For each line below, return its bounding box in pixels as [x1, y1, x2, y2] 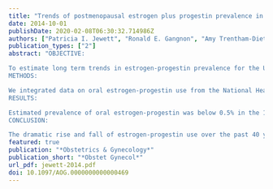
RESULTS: [8, 94, 38, 102]
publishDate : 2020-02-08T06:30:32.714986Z [8, 27, 154, 35]
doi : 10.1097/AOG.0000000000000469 [8, 168, 129, 177]
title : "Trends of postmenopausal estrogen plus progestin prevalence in [8, 11, 264, 20]
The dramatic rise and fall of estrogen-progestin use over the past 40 [8, 131, 260, 139]
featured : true [8, 139, 60, 147]
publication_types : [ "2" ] [8, 42, 96, 50]
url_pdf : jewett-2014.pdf [8, 161, 96, 169]
